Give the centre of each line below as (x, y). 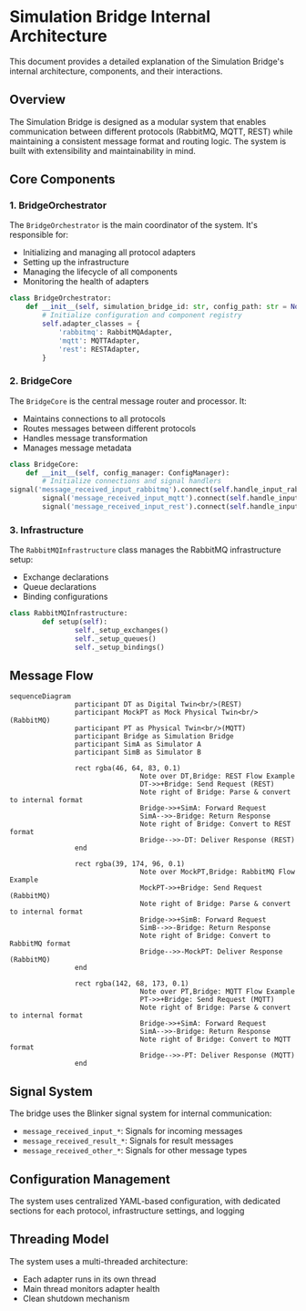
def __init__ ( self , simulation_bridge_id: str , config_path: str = (156, 307)
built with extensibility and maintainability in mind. (102, 150)
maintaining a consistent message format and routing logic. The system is (148, 141)
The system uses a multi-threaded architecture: (99, 1261)
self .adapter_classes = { (92, 324)
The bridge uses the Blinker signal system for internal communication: (141, 1113)
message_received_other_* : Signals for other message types (135, 1151)
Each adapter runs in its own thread (89, 1279)
